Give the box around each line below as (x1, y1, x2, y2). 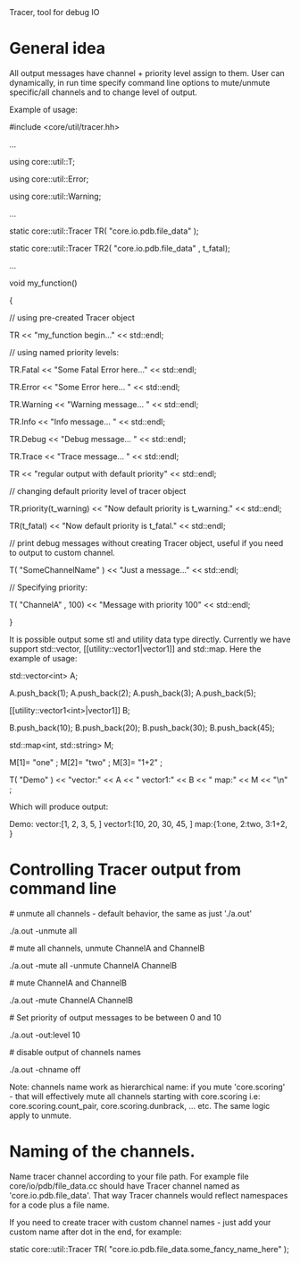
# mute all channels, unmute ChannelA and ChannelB (9, 943, 205, 953)
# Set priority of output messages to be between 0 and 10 (9, 1011, 221, 1022)
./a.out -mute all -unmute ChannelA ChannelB (9, 960, 178, 970)
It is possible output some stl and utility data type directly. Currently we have (9, 634, 291, 644)
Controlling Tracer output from (9, 859, 241, 880)
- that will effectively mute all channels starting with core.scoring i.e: (9, 1090, 261, 1102)
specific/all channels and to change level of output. (9, 87, 198, 98)
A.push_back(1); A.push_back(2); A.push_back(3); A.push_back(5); (9, 687, 257, 698)
